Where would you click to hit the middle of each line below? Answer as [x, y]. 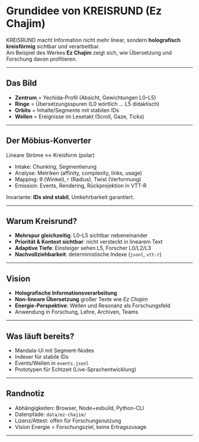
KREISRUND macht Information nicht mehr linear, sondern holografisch [93, 40]
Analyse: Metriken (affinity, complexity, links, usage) [78, 173]
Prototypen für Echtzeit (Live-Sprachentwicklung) [76, 369]
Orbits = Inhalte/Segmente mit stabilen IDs [67, 110]
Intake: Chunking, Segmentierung [55, 166]
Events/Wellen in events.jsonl [52, 363]
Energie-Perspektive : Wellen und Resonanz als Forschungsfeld [92, 306]
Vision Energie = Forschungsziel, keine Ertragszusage [81, 427]
